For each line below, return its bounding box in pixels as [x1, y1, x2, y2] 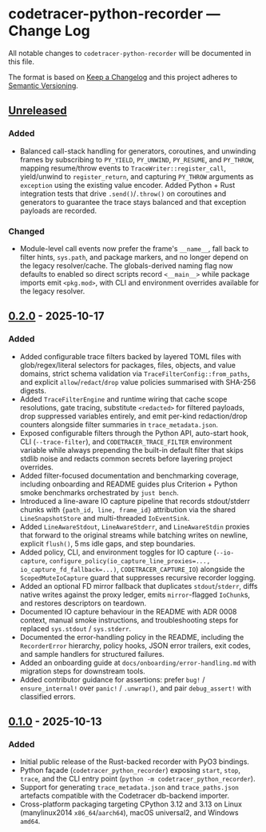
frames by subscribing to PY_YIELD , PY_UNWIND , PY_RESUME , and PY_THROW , [19, 154, 255, 164]
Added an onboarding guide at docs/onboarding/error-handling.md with [19, 658, 256, 667]
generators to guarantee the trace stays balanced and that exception [19, 197, 247, 206]
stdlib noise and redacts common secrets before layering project [19, 454, 233, 463]
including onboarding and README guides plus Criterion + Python [19, 479, 238, 489]
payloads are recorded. [19, 206, 97, 215]
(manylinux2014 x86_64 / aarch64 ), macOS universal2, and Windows [19, 808, 239, 818]
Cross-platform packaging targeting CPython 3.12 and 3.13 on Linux [19, 799, 242, 809]
